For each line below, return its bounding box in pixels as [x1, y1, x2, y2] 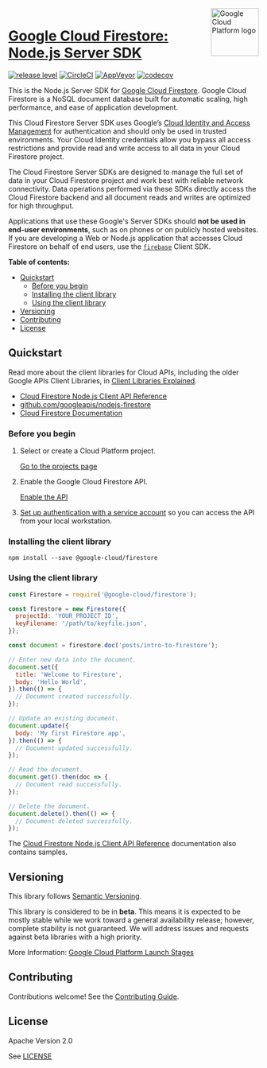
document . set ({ [8, 663, 59, 671]
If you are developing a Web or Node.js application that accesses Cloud [8, 233, 243, 243]
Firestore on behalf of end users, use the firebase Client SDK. [8, 242, 211, 251]
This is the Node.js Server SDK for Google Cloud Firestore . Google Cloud [8, 85, 247, 95]
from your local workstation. [19, 516, 113, 526]
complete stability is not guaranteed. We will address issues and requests [8, 924, 249, 934]
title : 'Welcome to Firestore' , [15, 670, 123, 678]
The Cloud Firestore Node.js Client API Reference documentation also [8, 839, 237, 849]
